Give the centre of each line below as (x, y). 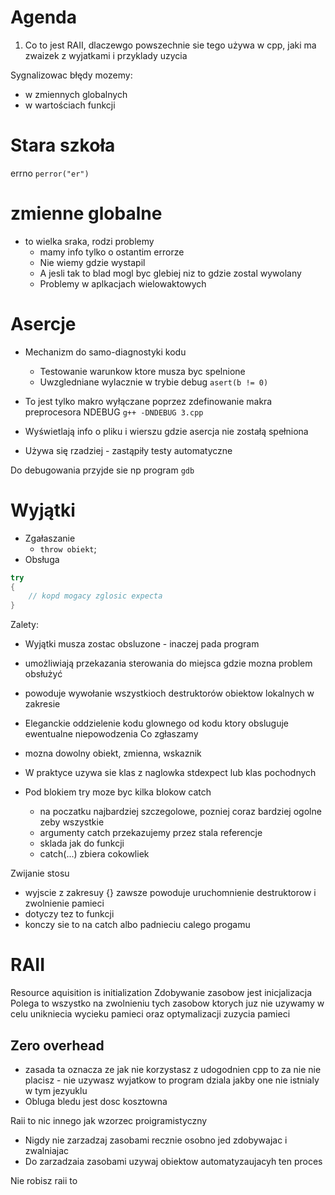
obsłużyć (43, 674)
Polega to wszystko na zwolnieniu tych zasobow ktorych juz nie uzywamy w (167, 1003)
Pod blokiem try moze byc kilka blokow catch (118, 792)
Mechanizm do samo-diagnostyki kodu (105, 352)
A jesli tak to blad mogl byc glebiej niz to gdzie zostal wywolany (170, 273)
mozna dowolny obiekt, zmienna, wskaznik (113, 753)
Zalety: (24, 625)
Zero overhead (57, 1045)
